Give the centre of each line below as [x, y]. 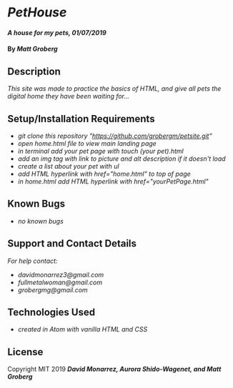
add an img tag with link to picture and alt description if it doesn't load [122, 159]
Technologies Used [51, 313]
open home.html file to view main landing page [87, 143]
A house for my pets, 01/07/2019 [57, 32]
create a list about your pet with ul [68, 166]
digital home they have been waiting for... [69, 96]
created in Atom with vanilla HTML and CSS [83, 329]
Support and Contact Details [72, 244]
